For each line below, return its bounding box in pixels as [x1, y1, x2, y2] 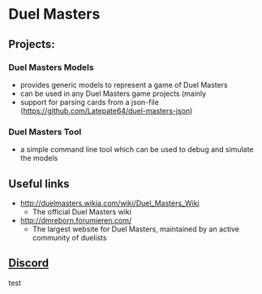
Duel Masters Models [8, 62, 95, 73]
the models [19, 153, 58, 163]
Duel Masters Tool [8, 126, 82, 137]
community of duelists [32, 232, 107, 242]
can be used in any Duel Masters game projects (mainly [19, 89, 207, 98]
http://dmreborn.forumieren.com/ [19, 215, 132, 225]
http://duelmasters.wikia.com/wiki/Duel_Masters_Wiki [19, 198, 200, 208]
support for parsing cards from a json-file [19, 97, 160, 106]
